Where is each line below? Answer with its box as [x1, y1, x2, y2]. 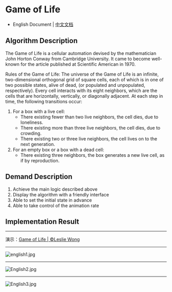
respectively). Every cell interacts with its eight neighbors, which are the [5, 87, 158, 94]
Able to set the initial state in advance [12, 197, 92, 203]
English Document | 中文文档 [12, 21, 74, 27]
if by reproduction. [20, 157, 60, 163]
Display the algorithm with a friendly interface [12, 191, 109, 197]
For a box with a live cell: [12, 108, 66, 114]
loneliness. [20, 119, 44, 125]
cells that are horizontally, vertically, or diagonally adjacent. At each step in [5, 93, 163, 99]
